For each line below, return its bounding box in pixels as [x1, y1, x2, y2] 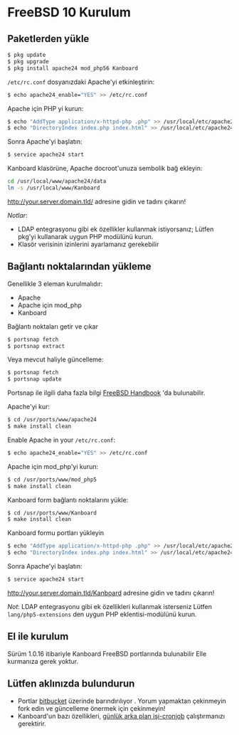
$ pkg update [7, 51, 46, 58]
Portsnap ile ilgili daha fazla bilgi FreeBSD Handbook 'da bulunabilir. [7, 388, 206, 397]
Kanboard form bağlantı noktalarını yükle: [7, 495, 129, 504]
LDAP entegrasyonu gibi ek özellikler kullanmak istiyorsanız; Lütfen [17, 225, 214, 233]
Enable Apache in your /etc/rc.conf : [7, 435, 116, 444]
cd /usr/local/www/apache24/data [7, 178, 107, 185]
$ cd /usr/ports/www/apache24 [7, 416, 97, 423]
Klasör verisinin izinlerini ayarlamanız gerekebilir [17, 240, 159, 248]
